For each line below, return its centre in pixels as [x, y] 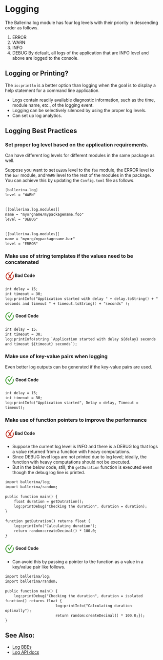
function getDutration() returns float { [48, 521]
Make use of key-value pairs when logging [56, 356]
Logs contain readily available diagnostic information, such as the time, [83, 100]
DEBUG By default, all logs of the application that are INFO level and [80, 53]
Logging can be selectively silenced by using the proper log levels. [79, 110]
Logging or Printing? [37, 74]
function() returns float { [34, 601]
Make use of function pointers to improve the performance [76, 420]
